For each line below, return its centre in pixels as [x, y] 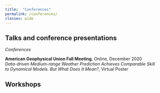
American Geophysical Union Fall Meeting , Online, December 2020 [74, 59]
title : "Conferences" [28, 9]
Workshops [23, 84]
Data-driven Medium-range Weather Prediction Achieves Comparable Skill [80, 64]
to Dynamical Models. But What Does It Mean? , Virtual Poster [67, 69]
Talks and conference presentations [61, 38]
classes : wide [19, 18]
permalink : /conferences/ [31, 14]
